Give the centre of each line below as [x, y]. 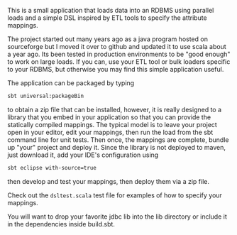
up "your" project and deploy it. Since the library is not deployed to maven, [116, 147]
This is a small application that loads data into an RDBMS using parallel [111, 10]
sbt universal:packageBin [45, 96]
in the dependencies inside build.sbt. [61, 224]
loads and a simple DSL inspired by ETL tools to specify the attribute [107, 18]
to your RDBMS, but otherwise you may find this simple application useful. [116, 69]
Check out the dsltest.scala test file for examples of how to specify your [115, 195]
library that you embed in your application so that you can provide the [109, 117]
